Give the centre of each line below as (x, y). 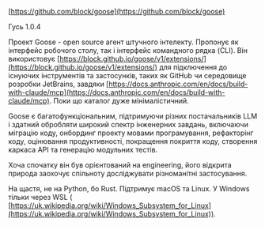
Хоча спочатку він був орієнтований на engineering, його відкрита (120, 165)
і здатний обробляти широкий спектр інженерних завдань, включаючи (129, 124)
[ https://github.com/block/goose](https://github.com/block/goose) (117, 11)
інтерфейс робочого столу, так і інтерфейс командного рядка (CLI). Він (128, 50)
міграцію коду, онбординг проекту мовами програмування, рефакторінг (131, 133)
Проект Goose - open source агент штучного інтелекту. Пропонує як (123, 42)
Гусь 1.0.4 (25, 26)
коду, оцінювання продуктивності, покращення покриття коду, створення (133, 141)
